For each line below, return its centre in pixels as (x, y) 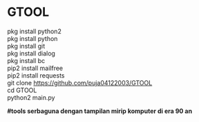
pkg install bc (26, 60)
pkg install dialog (31, 53)
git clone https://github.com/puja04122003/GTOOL (80, 82)
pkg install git (26, 46)
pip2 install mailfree (35, 68)
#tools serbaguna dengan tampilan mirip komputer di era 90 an (99, 111)
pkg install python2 (35, 31)
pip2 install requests (36, 75)
